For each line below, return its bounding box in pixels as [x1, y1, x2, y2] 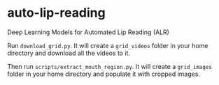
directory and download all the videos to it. [7, 49, 131, 57]
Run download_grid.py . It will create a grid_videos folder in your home [7, 41, 209, 49]
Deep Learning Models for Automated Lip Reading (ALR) [7, 28, 170, 36]
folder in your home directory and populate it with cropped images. [7, 70, 201, 78]
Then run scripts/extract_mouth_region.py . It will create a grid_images [7, 62, 212, 70]
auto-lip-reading [7, 5, 106, 21]
